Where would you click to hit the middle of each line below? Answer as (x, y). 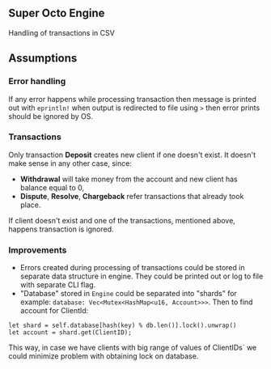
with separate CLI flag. (58, 285)
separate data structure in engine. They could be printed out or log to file (142, 276)
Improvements (38, 250)
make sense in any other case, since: (70, 163)
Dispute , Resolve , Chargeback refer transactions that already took (132, 196)
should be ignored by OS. (51, 116)
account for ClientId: (54, 311)
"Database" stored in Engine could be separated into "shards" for (128, 294)
